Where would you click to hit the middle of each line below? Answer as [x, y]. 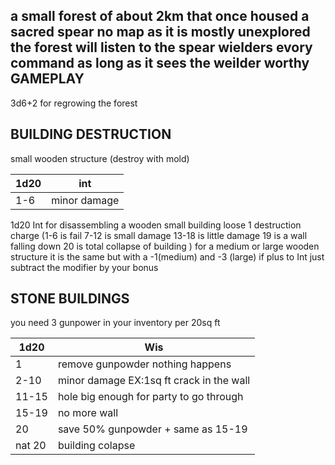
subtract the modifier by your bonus [84, 267]
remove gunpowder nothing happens [144, 364]
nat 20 [31, 446]
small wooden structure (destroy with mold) [100, 158]
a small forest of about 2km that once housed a [160, 16]
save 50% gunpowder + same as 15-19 [152, 429]
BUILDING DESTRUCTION [91, 134]
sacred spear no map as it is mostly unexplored [160, 32]
